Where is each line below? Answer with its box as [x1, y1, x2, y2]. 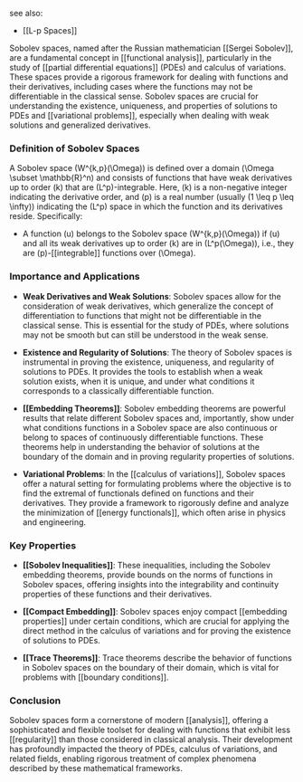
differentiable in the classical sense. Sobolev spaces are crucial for [9, 91, 259, 101]
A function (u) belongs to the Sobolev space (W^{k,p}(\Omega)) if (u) [22, 228, 280, 239]
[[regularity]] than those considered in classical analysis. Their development [9, 734, 293, 745]
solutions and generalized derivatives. [9, 119, 151, 130]
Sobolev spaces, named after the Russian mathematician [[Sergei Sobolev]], [9, 43, 294, 53]
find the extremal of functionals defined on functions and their [22, 488, 255, 499]
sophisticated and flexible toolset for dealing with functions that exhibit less [9, 724, 291, 736]
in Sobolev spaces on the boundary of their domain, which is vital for [22, 662, 279, 672]
